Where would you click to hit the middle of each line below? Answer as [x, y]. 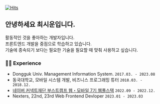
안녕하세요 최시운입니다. [40, 25]
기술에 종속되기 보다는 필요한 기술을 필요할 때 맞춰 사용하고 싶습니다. [72, 50]
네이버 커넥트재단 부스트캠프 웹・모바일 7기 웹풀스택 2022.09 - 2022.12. [84, 91]
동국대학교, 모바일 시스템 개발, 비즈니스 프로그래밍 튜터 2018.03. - [78, 80]
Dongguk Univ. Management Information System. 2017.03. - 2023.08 [84, 74]
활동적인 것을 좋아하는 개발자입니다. [40, 37]
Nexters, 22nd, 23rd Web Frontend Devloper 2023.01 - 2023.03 [78, 96]
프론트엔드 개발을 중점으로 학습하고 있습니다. [49, 44]
